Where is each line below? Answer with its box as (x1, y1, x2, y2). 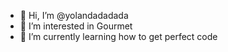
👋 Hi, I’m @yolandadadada (19, 10, 129, 21)
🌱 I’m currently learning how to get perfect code (19, 31, 218, 42)
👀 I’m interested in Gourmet (19, 20, 133, 32)
